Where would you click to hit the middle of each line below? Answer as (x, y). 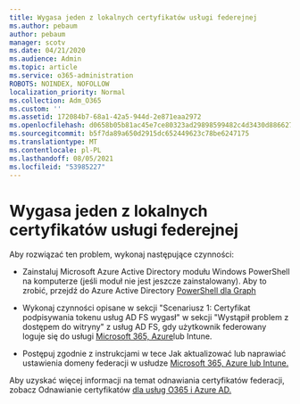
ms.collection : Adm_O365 (55, 100)
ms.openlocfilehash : (48, 126)
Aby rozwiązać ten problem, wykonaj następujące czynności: (122, 254)
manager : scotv (37, 42)
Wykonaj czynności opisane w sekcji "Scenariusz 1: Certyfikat (136, 308)
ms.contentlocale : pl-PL (55, 150)
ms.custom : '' (36, 109)
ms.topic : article (43, 68)
